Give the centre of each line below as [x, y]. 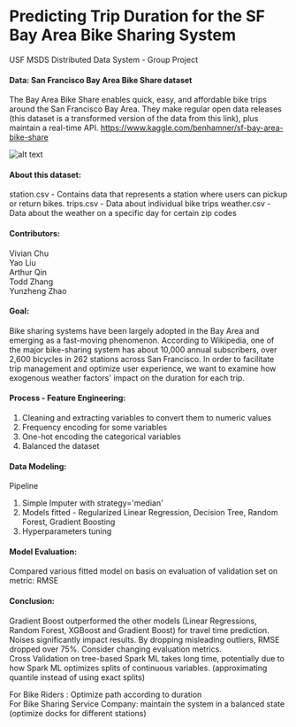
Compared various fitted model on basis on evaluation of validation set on [144, 571]
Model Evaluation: [43, 552]
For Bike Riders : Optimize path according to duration [106, 694]
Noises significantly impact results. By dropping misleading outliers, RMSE [144, 639]
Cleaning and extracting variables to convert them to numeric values [147, 417]
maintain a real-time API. [54, 128]
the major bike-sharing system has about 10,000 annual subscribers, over [143, 349]
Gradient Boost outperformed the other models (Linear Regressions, [133, 621]
